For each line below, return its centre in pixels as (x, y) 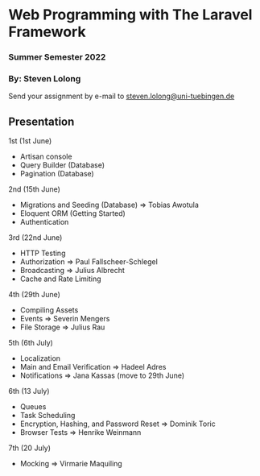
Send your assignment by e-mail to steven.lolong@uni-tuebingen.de (122, 96)
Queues (33, 407)
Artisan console (46, 157)
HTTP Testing (43, 253)
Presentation (41, 121)
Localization (40, 358)
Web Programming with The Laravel (130, 15)
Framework (47, 32)
